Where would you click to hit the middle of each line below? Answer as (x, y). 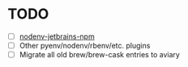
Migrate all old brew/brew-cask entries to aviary (99, 55)
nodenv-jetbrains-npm (57, 36)
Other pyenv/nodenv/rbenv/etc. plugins (85, 46)
